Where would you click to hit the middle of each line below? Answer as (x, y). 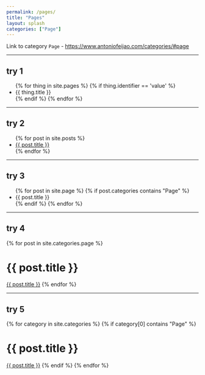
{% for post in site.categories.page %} (55, 243)
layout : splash (26, 23)
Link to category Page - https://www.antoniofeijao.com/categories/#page (98, 46)
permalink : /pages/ (31, 12)
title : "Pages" (26, 18)
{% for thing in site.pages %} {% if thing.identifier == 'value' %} (95, 86)
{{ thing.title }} (33, 93)
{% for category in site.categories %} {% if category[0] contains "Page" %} (101, 324)
